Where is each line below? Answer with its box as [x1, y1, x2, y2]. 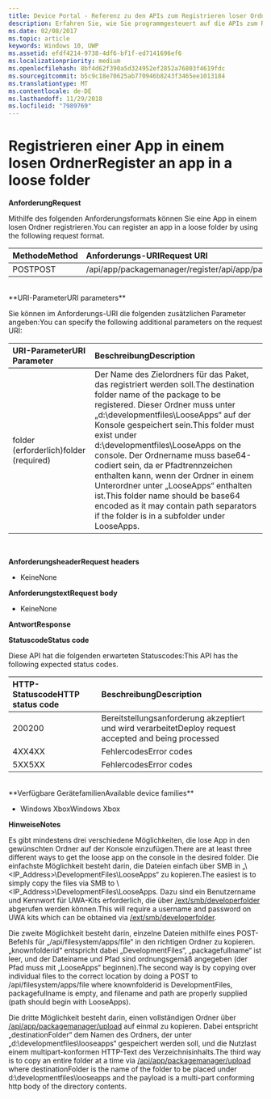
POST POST [12, 264, 56, 275]
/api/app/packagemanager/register [85, 264, 219, 275]
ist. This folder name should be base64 [94, 490, 240, 501]
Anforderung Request [8, 198, 81, 208]
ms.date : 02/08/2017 [8, 27, 78, 35]
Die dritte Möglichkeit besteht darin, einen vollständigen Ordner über [8, 1012, 236, 1023]
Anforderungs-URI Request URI [85, 250, 208, 261]
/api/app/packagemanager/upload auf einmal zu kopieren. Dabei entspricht [8, 1021, 259, 1031]
